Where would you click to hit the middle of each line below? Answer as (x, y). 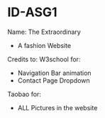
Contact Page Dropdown (54, 80)
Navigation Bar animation (54, 73)
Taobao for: (24, 94)
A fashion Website (44, 45)
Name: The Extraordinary (44, 32)
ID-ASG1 (33, 12)
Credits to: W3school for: (44, 59)
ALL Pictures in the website (57, 107)
